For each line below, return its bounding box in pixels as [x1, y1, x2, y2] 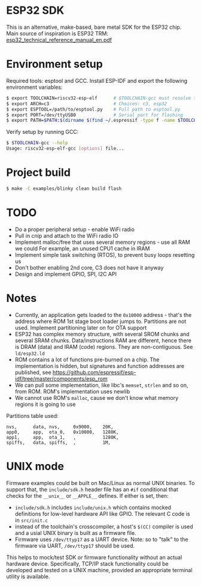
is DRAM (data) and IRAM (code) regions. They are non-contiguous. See [14, 343, 193, 350]
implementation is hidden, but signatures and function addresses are [14, 362, 185, 369]
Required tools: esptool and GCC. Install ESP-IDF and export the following [6, 77, 187, 84]
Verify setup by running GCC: [6, 128, 79, 136]
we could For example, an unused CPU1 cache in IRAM [14, 244, 150, 252]
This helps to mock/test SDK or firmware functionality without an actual [6, 554, 182, 561]
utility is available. [6, 573, 50, 580]
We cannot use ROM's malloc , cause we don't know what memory [14, 394, 179, 401]
